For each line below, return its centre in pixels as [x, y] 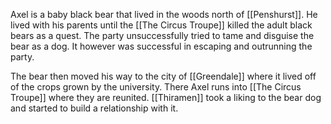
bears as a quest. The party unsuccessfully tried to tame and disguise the [162, 35]
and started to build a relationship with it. [94, 108]
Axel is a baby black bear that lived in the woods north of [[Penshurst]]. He [164, 14]
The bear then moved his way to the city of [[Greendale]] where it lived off [163, 76]
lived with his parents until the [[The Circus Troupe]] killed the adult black [161, 25]
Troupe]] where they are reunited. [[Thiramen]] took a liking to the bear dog [166, 97]
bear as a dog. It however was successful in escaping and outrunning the [161, 46]
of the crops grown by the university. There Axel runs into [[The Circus [156, 87]
